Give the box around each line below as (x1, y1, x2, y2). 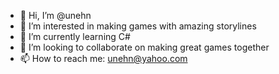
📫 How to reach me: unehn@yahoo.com (19, 53, 188, 64)
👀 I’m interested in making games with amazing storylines (19, 20, 257, 32)
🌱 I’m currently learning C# (19, 31, 131, 42)
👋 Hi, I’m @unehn (19, 10, 92, 21)
